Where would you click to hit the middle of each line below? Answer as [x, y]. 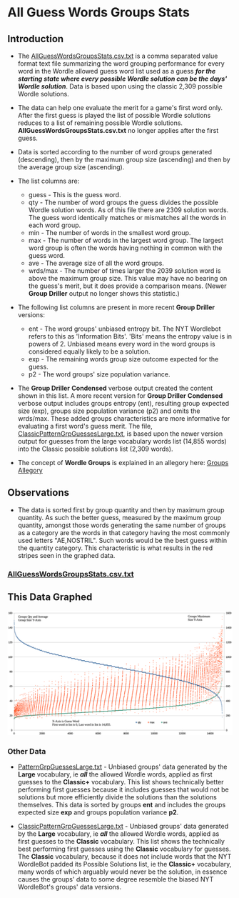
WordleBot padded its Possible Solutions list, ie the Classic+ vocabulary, [124, 864]
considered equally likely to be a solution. [89, 351]
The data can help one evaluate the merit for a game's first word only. [120, 108]
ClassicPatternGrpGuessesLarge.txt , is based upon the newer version [120, 434]
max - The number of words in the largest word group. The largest [126, 240]
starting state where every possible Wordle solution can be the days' [122, 79]
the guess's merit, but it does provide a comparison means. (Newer [127, 286]
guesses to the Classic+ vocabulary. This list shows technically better [121, 782]
